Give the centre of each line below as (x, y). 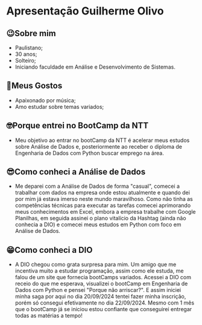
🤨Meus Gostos (34, 86)
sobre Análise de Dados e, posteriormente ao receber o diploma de (99, 146)
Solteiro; (25, 60)
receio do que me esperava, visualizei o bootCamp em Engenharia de (101, 283)
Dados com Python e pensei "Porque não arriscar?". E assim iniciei (98, 290)
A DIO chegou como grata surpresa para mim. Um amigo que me (96, 265)
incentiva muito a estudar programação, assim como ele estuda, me (99, 271)
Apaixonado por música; (45, 100)
